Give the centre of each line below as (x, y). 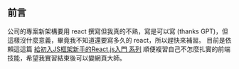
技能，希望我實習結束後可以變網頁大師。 (67, 58)
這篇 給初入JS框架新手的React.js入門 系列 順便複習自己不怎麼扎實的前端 (125, 49)
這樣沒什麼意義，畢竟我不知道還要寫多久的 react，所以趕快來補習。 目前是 (116, 40)
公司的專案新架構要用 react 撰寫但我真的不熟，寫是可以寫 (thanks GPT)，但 (118, 31)
